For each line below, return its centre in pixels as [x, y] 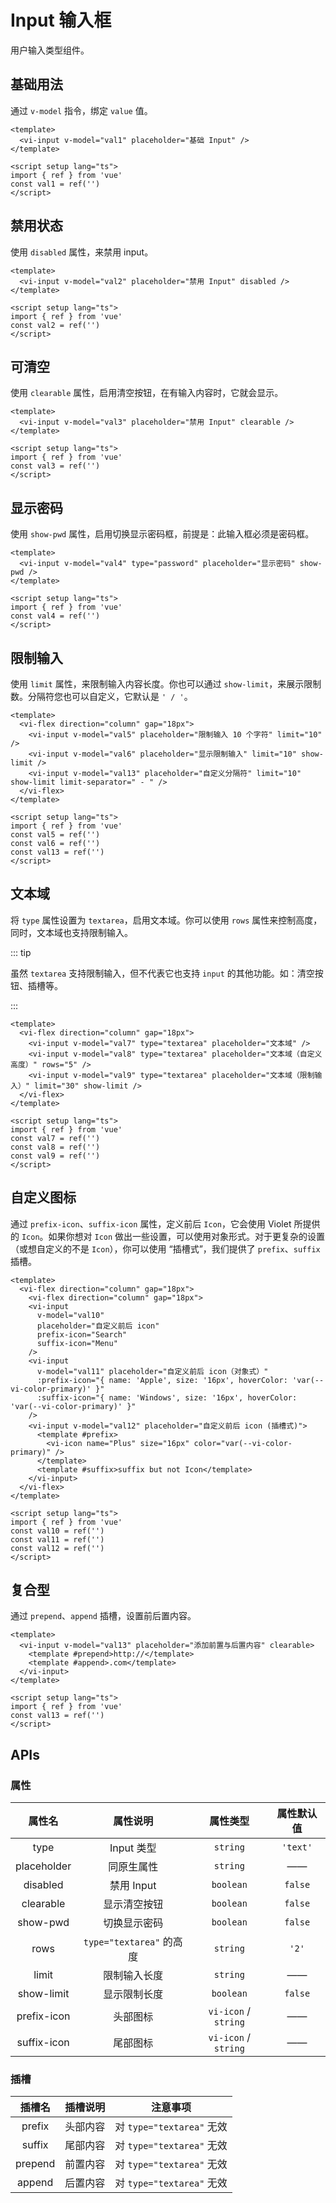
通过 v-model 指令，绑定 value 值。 [81, 110]
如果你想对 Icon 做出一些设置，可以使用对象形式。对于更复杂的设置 [187, 1236]
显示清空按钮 [133, 1904]
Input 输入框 [61, 20]
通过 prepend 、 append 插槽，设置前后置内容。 [103, 1616]
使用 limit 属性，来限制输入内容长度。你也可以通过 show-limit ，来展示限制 [166, 684]
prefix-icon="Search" [82, 1334]
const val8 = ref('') [55, 1147]
